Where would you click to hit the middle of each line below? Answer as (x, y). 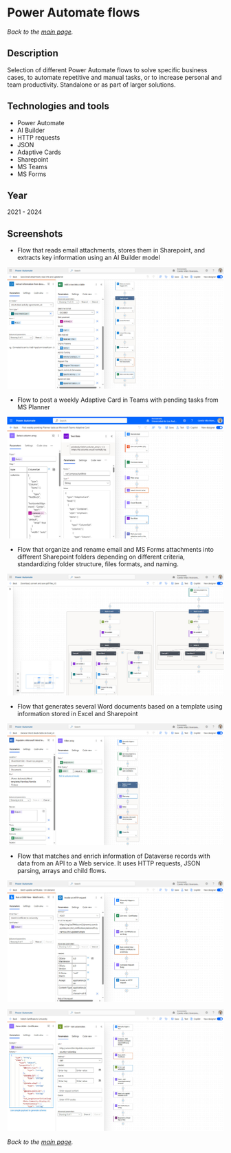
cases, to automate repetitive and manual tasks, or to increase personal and (114, 77)
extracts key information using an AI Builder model (88, 258)
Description (33, 53)
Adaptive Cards (39, 152)
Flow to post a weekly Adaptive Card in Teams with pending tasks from (118, 400)
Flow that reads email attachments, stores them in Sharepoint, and (111, 250)
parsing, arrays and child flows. (62, 871)
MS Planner (33, 407)
